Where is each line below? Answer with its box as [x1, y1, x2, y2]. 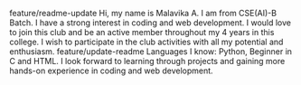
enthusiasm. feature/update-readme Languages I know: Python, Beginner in [9, 46, 292, 57]
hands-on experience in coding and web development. [9, 65, 214, 76]
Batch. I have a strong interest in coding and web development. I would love [9, 17, 292, 28]
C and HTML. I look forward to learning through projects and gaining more [9, 56, 286, 66]
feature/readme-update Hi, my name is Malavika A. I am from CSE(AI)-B [9, 8, 277, 18]
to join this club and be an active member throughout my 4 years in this [9, 27, 275, 37]
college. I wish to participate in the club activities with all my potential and [9, 36, 284, 47]
